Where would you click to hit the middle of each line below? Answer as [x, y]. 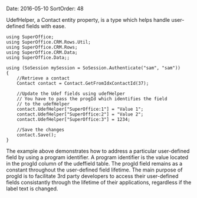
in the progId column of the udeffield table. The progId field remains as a [94, 164]
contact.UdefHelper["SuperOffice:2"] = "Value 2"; [80, 114]
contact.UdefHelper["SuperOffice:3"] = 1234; [74, 120]
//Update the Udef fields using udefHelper [71, 94]
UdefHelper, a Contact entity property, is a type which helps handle [88, 20]
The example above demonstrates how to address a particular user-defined [98, 151]
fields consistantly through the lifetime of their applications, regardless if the [99, 182]
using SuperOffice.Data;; [38, 58]
